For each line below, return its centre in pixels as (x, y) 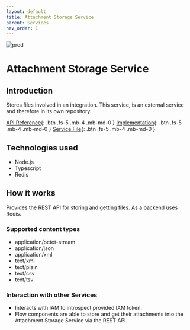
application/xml (33, 255)
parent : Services (28, 23)
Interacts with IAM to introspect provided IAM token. (78, 308)
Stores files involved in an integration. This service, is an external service (95, 105)
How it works (31, 193)
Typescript (28, 168)
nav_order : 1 (22, 28)
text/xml (25, 261)
